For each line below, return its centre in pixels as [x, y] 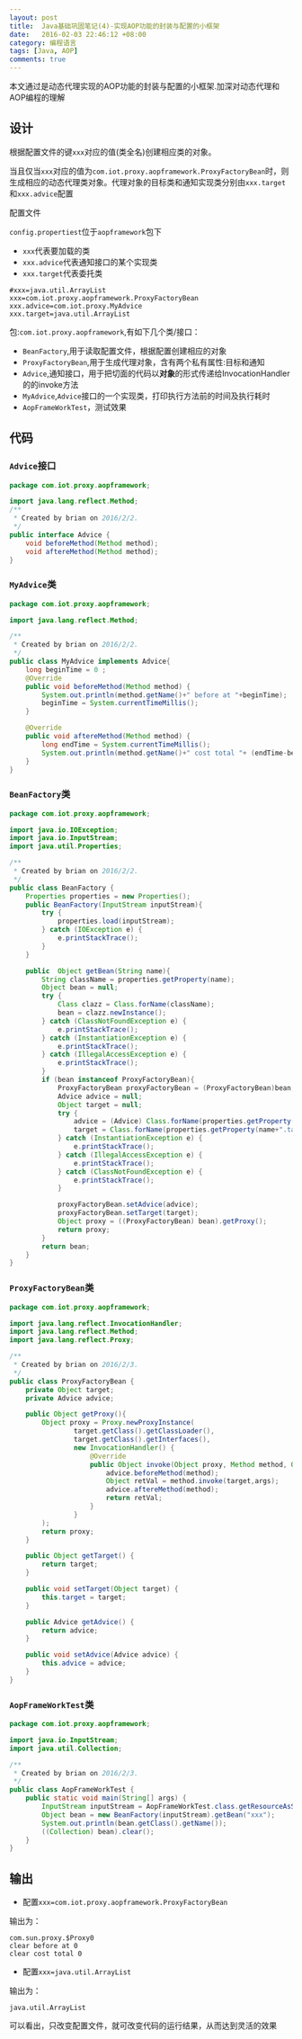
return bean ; [66, 1247]
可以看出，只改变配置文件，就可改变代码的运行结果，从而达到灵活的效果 [143, 2026]
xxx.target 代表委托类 [62, 273]
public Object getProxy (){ [76, 1414]
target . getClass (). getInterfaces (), [142, 1440]
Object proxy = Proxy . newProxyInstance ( [118, 1423]
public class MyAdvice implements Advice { [90, 662]
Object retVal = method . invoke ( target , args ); [192, 1481]
